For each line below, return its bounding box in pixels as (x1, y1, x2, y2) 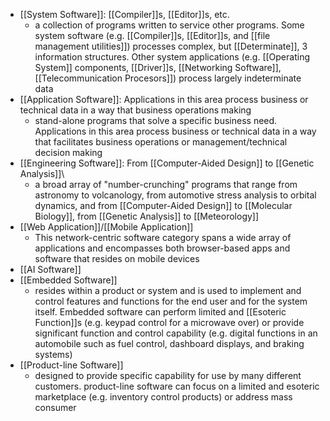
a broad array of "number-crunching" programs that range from (34, 179, 298, 190)
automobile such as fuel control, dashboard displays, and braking (34, 338, 305, 349)
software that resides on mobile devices (34, 253, 200, 264)
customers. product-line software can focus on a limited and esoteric (34, 380, 320, 392)
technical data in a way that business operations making (19, 104, 252, 116)
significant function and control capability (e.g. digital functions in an (34, 327, 318, 339)
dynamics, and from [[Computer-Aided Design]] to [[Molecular (34, 200, 293, 211)
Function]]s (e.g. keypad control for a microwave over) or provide (34, 317, 305, 328)
